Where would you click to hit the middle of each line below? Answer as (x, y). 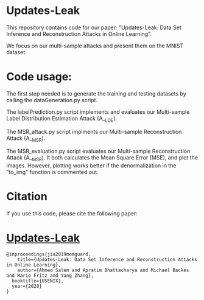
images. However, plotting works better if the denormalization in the (91, 166)
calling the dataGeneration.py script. (52, 100)
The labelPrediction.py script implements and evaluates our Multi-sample (98, 112)
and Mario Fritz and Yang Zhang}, (50, 276)
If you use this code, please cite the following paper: (72, 214)
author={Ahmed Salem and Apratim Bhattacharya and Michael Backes (103, 270)
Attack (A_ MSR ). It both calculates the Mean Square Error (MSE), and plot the (102, 159)
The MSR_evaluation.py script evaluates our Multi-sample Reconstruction (98, 151)
